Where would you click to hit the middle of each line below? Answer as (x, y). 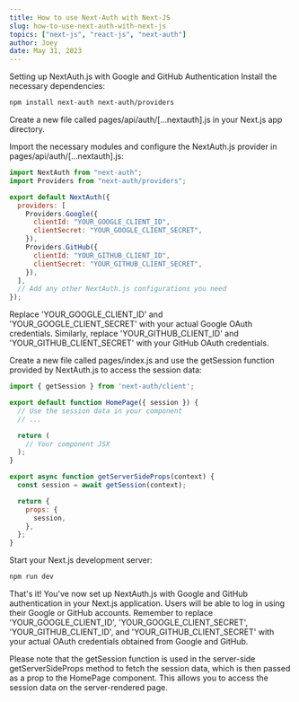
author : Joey (34, 43)
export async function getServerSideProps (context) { (112, 477)
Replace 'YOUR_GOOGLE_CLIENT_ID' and (86, 314)
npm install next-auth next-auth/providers (92, 103)
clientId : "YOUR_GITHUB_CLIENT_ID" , (101, 255)
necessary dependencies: (57, 86)
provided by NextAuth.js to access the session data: (106, 370)
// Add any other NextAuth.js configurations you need (122, 289)
